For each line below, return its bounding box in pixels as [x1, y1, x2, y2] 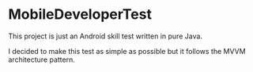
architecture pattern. [8, 55, 75, 64]
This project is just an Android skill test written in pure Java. [8, 31, 203, 41]
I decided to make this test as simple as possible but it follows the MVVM [8, 46, 247, 56]
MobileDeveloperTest [8, 5, 153, 23]
